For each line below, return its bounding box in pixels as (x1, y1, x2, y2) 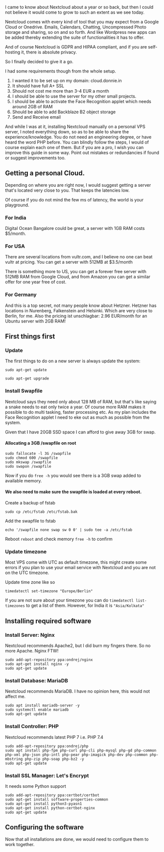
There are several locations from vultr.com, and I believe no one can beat (5, 254, 153, 260)
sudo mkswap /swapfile (5, 459, 51, 465)
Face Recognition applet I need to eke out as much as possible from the (5, 414, 150, 420)
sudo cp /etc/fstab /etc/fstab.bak (5, 509, 78, 514)
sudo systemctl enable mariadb (5, 707, 69, 712)
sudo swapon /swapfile (5, 464, 51, 469)
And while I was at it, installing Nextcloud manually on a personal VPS (5, 124, 146, 129)
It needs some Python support (5, 783, 66, 789)
